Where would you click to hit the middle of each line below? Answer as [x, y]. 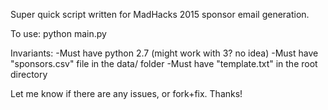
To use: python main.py [58, 33]
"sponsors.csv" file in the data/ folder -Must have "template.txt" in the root [164, 63]
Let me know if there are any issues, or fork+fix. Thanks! [126, 93]
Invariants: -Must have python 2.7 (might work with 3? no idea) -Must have [164, 53]
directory [29, 74]
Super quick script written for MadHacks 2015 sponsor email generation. [160, 14]
